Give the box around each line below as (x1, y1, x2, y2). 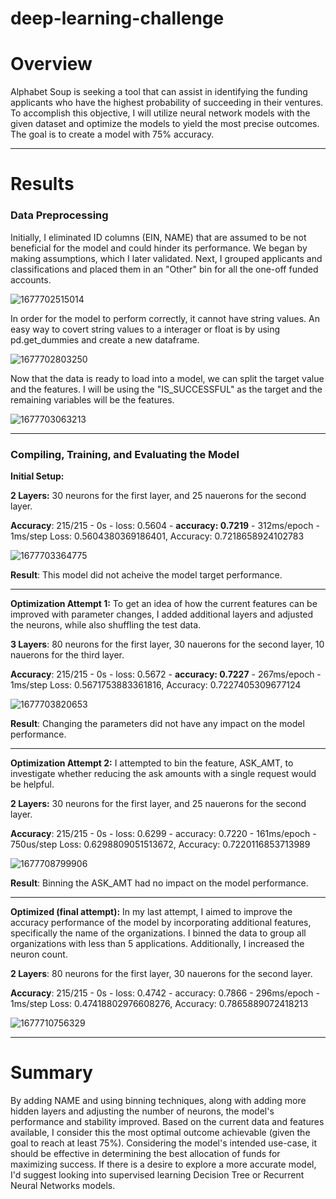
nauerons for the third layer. (10, 648, 125, 661)
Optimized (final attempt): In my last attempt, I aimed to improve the (10, 905, 293, 917)
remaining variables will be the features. (10, 393, 175, 406)
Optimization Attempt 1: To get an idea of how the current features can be (10, 597, 318, 609)
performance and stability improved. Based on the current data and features (10, 1115, 325, 1127)
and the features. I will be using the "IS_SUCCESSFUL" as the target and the (10, 383, 323, 395)
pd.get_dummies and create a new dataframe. (10, 333, 200, 346)
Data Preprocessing (10, 208, 109, 222)
